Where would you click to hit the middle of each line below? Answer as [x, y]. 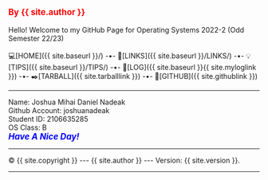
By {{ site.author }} [47, 12]
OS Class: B [28, 127]
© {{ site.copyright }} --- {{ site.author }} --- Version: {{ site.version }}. [124, 160]
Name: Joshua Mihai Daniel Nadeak [67, 102]
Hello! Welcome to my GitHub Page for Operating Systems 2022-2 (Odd [126, 30]
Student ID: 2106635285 [49, 119]
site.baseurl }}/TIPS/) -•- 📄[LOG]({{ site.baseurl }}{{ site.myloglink [148, 67]
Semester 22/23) [36, 38]
